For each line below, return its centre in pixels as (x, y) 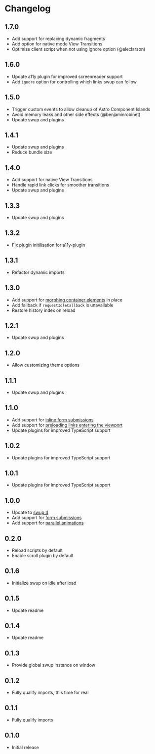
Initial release (25, 747)
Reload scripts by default (37, 550)
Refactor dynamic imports (38, 272)
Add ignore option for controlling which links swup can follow (74, 81)
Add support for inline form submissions (53, 419)
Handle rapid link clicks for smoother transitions (60, 185)
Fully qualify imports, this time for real (50, 693)
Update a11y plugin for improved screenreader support (67, 76)
